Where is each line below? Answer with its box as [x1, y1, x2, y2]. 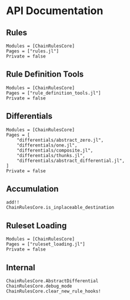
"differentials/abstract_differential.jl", [16, 158, 125, 164]
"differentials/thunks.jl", [16, 152, 85, 158]
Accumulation [6, 184, 59, 194]
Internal [6, 262, 35, 272]
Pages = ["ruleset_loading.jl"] [6, 241, 85, 248]
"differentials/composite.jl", [16, 147, 94, 154]
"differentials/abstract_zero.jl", [16, 137, 104, 143]
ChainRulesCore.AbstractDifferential [6, 278, 99, 284]
